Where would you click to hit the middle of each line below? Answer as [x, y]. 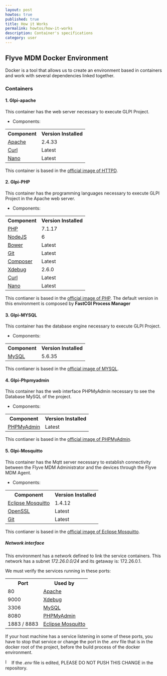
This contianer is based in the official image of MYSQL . [62, 369]
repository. [16, 668]
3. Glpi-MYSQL [21, 315]
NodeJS [17, 237]
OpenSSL [19, 511]
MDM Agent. [18, 472]
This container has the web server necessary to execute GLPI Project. [77, 111]
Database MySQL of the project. [38, 397]
